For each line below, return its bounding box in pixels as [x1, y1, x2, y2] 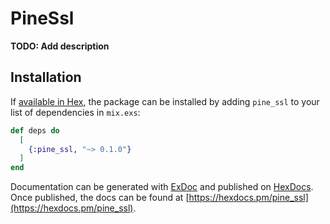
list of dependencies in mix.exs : [10, 106, 141, 118]
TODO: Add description [10, 40, 110, 52]
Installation [10, 69, 82, 86]
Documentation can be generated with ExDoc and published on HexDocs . [10, 181, 314, 193]
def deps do [10, 125, 60, 136]
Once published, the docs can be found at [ [10, 192, 190, 204]
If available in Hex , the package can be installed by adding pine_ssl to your [10, 95, 320, 107]
